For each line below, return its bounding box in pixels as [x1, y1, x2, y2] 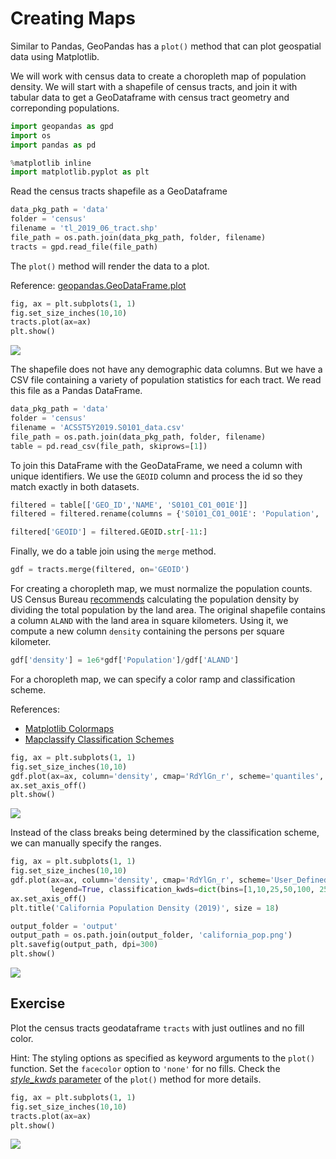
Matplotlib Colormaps [24, 722, 115, 734]
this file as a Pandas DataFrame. [10, 385, 143, 397]
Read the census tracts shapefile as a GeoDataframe [10, 185, 228, 197]
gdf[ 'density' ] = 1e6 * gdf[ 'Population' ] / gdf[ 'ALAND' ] [10, 655, 240, 666]
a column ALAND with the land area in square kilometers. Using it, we [10, 615, 289, 627]
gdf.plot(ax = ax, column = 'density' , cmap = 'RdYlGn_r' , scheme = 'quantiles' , [10, 771, 325, 781]
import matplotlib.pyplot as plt [10, 167, 150, 177]
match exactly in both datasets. [10, 480, 140, 492]
